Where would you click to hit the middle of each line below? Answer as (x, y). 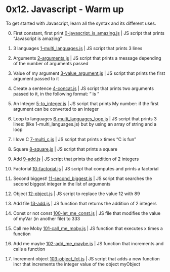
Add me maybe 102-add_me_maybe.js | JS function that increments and (88, 243)
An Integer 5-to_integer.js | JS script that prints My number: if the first (86, 103)
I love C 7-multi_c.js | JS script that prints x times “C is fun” (74, 139)
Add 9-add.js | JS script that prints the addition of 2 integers (76, 159)
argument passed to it (36, 78)
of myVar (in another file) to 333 (47, 218)
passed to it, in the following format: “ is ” (56, 94)
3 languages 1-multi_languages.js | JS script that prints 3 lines (78, 48)
